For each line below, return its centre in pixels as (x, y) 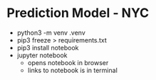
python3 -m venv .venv (51, 33)
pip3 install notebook (48, 47)
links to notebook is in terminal (73, 70)
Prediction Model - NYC (78, 13)
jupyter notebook (42, 55)
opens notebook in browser (68, 62)
